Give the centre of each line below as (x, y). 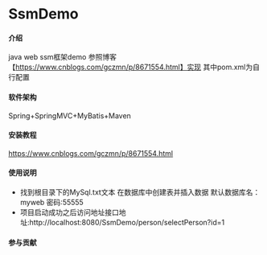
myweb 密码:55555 (52, 202)
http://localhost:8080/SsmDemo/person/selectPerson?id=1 (127, 222)
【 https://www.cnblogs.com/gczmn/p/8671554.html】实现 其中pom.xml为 (131, 67)
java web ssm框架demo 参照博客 (62, 57)
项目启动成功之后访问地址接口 (69, 212)
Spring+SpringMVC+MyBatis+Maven (70, 115)
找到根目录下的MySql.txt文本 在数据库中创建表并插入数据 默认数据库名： (140, 192)
